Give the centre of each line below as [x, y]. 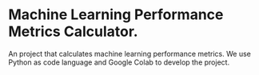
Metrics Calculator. [73, 32]
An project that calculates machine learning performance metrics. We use [130, 53]
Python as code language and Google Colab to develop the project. [119, 62]
